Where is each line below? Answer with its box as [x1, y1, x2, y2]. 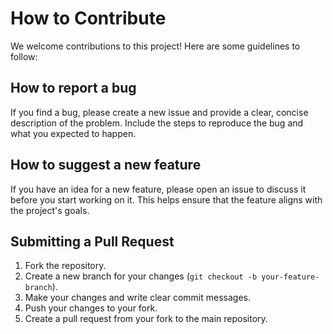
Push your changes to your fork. [24, 302, 158, 314]
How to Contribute [10, 7, 167, 30]
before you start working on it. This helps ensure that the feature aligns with [10, 193, 323, 206]
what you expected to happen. [10, 127, 137, 139]
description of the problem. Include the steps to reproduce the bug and [10, 117, 304, 129]
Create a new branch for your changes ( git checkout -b [24, 270, 258, 282]
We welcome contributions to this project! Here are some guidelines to [10, 40, 301, 52]
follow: [10, 50, 38, 62]
